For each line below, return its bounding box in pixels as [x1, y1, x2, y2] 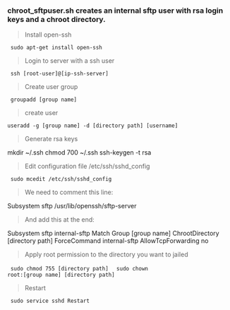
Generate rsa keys [24, 135, 78, 143]
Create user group [24, 83, 78, 91]
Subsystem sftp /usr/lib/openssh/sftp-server [7, 202, 137, 210]
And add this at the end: [24, 215, 95, 224]
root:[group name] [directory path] [7, 271, 115, 279]
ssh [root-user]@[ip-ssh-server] [10, 70, 109, 78]
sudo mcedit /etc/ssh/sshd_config [10, 176, 112, 183]
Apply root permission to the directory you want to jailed [24, 250, 188, 259]
